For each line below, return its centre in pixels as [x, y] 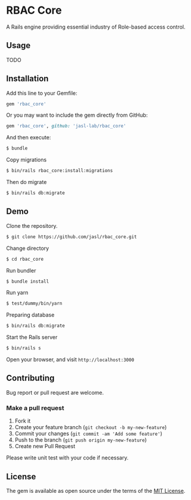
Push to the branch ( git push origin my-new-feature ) [81, 440]
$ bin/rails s [24, 348]
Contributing [30, 378]
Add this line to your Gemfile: [42, 93]
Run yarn [17, 293]
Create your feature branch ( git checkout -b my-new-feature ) [91, 427]
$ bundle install [28, 281]
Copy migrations [26, 160]
